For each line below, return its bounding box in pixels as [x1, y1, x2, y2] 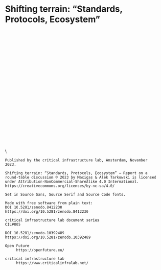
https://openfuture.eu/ [16, 248, 65, 253]
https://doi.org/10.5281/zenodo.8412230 [5, 209, 89, 214]
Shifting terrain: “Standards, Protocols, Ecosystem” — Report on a [5, 171, 148, 176]
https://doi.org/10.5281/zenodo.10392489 [5, 235, 91, 240]
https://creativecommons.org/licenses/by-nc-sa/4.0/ [5, 183, 115, 189]
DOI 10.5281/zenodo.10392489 [5, 231, 65, 236]
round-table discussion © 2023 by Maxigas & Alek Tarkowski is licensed [5, 175, 157, 180]
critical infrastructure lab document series [5, 218, 99, 223]
